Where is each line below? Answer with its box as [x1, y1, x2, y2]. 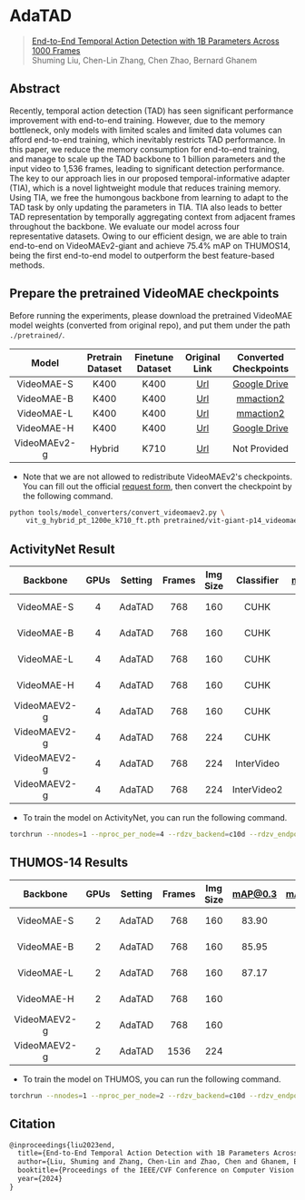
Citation [9, 1116, 56, 1132]
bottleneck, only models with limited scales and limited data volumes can [9, 124, 283, 135]
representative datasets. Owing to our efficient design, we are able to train [9, 231, 288, 241]
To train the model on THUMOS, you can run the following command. [22, 1073, 281, 1085]
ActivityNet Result [9, 541, 115, 556]
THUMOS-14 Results [9, 855, 129, 870]
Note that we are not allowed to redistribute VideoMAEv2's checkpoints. [22, 471, 293, 482]
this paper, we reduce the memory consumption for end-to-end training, [9, 143, 280, 154]
